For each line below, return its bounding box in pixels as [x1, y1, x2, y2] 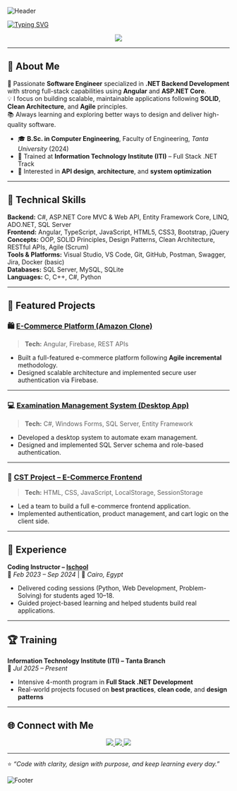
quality [7, 120, 28, 128]
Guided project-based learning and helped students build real [17, 599, 197, 607]
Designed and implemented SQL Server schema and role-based [17, 441, 204, 449]
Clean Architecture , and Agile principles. [7, 102, 128, 111]
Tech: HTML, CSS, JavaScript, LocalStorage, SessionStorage [24, 488, 203, 496]
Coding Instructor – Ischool [7, 563, 89, 571]
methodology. [17, 361, 59, 369]
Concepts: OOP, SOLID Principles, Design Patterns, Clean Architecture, [7, 235, 215, 243]
